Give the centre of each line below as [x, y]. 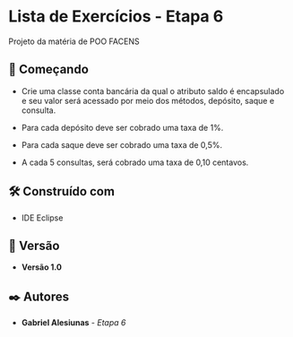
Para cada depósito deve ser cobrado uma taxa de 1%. [122, 127]
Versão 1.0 [42, 267]
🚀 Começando [48, 69]
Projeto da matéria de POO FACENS [74, 41]
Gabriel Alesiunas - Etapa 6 [73, 323]
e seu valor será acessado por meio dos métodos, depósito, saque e [148, 100]
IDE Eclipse [42, 218]
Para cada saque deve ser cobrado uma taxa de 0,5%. [122, 144]
